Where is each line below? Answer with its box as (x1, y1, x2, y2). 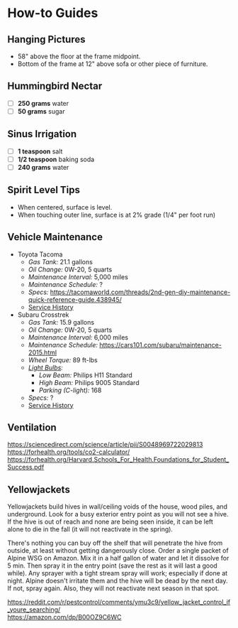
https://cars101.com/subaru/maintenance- (98, 340, 222, 349)
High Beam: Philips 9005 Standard (38, 378, 140, 386)
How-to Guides (7, 5, 98, 21)
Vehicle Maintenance (7, 231, 103, 243)
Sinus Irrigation (7, 128, 77, 140)
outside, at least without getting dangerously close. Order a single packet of (7, 546, 229, 555)
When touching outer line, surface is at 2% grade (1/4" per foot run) (17, 210, 216, 219)
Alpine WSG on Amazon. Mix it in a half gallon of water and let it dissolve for (7, 554, 229, 563)
